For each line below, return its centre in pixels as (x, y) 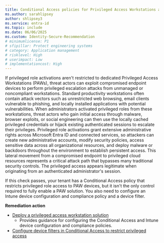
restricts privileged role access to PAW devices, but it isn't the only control (80, 186)
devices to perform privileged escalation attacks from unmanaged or (74, 88)
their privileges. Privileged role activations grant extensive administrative (78, 130)
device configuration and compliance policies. (66, 225)
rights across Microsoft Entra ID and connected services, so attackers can (80, 135)
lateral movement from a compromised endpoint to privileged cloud (73, 156)
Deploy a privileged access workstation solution (60, 215)
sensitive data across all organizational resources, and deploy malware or (79, 145)
